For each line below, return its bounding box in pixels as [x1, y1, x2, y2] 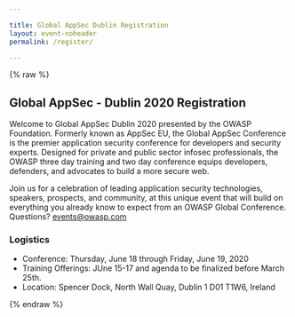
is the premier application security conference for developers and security [9, 138, 282, 148]
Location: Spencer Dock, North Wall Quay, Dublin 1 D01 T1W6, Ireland [21, 281, 275, 293]
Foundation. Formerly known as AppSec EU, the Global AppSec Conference [9, 128, 287, 139]
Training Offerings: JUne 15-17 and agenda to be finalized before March [21, 263, 284, 273]
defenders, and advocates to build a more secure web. [9, 166, 210, 177]
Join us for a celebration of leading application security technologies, [9, 183, 264, 194]
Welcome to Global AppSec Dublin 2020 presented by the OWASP [9, 119, 251, 130]
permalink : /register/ [9, 37, 93, 46]
